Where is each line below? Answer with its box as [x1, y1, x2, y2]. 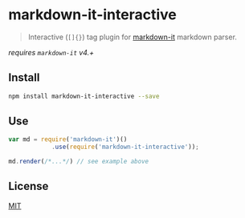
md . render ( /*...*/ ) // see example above [8, 158, 149, 166]
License [8, 180, 49, 193]
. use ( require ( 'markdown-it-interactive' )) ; [51, 143, 199, 151]
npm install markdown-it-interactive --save [8, 92, 160, 100]
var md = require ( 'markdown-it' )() [8, 135, 128, 143]
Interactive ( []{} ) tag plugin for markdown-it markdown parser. [27, 32, 237, 42]
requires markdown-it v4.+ [8, 47, 95, 57]
